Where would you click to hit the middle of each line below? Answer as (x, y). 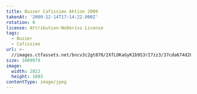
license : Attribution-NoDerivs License (55, 28)
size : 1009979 (23, 60)
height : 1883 (27, 76)
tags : (13, 33)
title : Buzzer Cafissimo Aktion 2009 (52, 11)
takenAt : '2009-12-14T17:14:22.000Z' (52, 17)
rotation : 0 (21, 22)
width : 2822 (26, 71)
